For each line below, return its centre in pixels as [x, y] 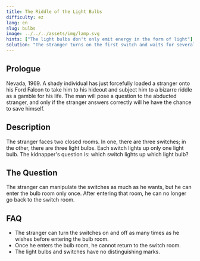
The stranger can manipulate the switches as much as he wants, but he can [99, 187]
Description [28, 128]
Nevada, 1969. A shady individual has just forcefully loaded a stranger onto [98, 83]
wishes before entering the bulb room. [62, 239]
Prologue [23, 69]
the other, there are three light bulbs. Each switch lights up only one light [95, 148]
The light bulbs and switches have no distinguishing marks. [87, 252]
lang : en [17, 23]
